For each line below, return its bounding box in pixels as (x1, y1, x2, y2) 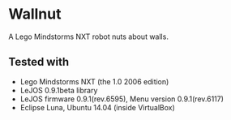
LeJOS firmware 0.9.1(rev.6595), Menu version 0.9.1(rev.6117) (19, 94, 225, 104)
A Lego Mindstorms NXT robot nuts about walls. (8, 32, 169, 41)
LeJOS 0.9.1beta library (19, 85, 98, 95)
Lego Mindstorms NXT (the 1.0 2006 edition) (19, 76, 169, 86)
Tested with (8, 55, 70, 69)
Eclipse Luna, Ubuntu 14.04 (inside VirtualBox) (19, 102, 176, 112)
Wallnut (8, 5, 62, 24)
